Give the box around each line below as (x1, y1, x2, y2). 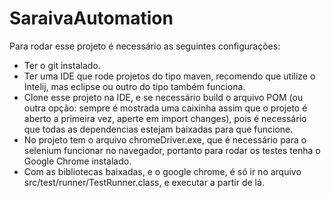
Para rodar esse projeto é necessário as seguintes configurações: (9, 40, 281, 52)
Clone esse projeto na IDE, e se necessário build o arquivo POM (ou (23, 91, 304, 103)
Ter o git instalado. (23, 59, 101, 71)
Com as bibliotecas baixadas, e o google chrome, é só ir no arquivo (23, 165, 302, 177)
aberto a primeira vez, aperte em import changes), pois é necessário (23, 112, 307, 124)
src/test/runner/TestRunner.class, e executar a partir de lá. (23, 176, 265, 188)
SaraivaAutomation (9, 7, 174, 30)
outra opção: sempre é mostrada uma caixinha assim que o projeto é (23, 102, 308, 114)
